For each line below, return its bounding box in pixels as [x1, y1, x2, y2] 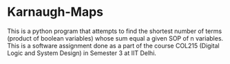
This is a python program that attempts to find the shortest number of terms [7, 27, 222, 35]
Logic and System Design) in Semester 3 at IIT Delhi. [7, 49, 157, 57]
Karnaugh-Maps [7, 4, 104, 20]
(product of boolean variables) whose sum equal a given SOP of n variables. [7, 34, 224, 42]
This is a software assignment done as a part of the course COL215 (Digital [7, 41, 220, 50]
